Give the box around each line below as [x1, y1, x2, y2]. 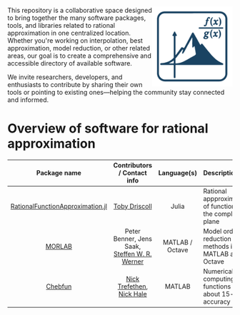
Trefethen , [117, 282, 149, 291]
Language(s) [158, 169, 198, 177]
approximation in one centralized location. [7, 29, 131, 37]
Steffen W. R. [113, 249, 152, 258]
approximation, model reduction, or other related [7, 44, 151, 52]
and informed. [7, 95, 49, 104]
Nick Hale [118, 290, 148, 299]
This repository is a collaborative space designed [7, 6, 152, 14]
